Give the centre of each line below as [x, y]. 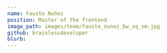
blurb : [17, 39]
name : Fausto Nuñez [35, 13]
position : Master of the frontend [57, 20]
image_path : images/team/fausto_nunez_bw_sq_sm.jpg [83, 26]
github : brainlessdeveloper [48, 33]
